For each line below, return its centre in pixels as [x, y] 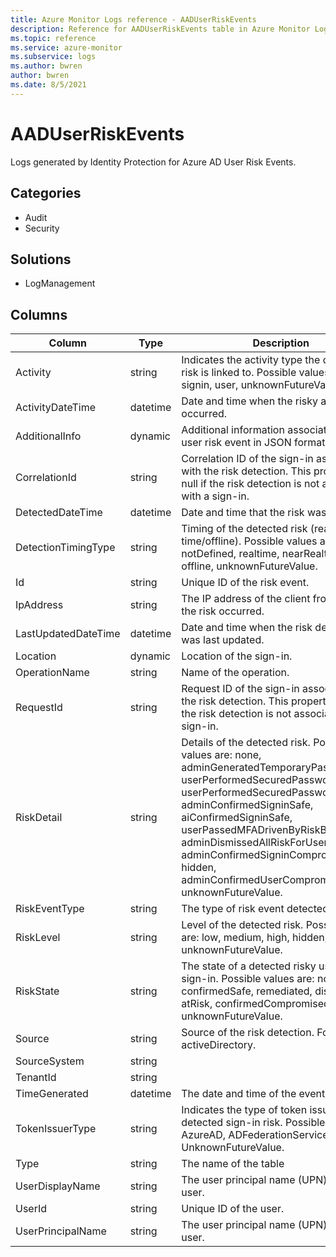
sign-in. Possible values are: [248, 979]
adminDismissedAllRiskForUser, [256, 843]
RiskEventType [50, 909]
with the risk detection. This [246, 471]
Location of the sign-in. [237, 656]
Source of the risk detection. [248, 1033]
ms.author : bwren [46, 66]
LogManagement [60, 283]
